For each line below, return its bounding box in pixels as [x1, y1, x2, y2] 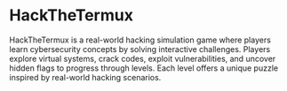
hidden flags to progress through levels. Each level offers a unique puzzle [9, 63, 278, 73]
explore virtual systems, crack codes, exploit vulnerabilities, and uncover [9, 53, 276, 64]
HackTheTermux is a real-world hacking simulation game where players [9, 34, 271, 45]
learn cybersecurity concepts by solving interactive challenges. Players [9, 43, 271, 54]
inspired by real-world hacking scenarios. [9, 72, 162, 82]
